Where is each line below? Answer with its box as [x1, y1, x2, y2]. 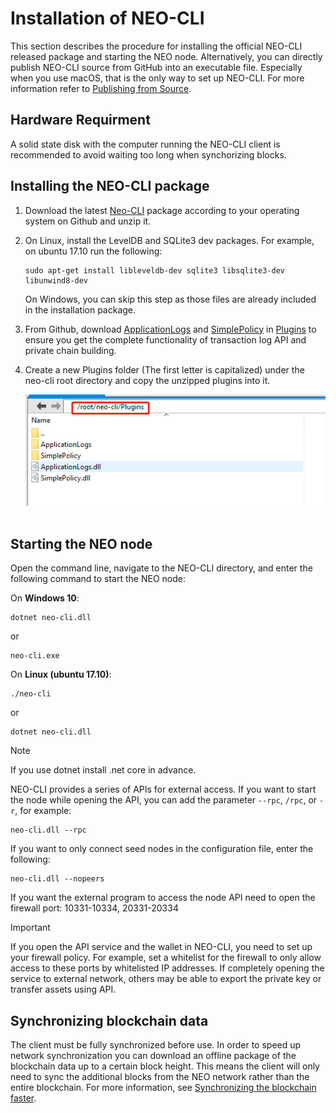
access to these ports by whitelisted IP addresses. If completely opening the [10, 962, 325, 974]
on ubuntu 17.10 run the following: [24, 245, 163, 257]
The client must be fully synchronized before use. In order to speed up [10, 1039, 302, 1051]
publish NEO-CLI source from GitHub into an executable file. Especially [10, 61, 303, 73]
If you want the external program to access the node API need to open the [10, 892, 316, 904]
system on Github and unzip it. [24, 215, 152, 227]
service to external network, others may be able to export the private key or [10, 973, 322, 985]
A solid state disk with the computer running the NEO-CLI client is [10, 138, 281, 150]
